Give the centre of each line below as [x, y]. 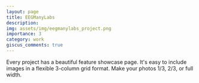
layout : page [23, 12]
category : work [25, 39]
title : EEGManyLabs [31, 17]
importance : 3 [24, 34]
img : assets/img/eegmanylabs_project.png [59, 28]
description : [23, 23]
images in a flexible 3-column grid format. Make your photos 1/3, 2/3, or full [100, 68]
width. [14, 75]
